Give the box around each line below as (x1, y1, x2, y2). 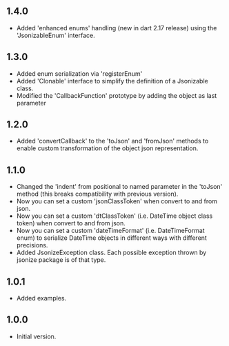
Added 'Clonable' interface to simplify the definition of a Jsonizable (16, 77, 208, 85)
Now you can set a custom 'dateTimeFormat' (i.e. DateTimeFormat (16, 227, 205, 235)
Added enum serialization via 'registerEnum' (16, 69, 143, 78)
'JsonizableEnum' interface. (16, 31, 95, 39)
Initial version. (16, 332, 57, 340)
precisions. (16, 241, 48, 250)
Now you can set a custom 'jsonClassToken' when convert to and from (16, 197, 218, 205)
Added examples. (16, 294, 67, 303)
